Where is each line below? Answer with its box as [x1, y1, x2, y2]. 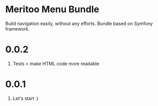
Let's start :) [12, 95, 39, 101]
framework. [5, 25, 30, 32]
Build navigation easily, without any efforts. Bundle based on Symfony [5, 20, 153, 26]
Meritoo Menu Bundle [5, 4, 100, 15]
